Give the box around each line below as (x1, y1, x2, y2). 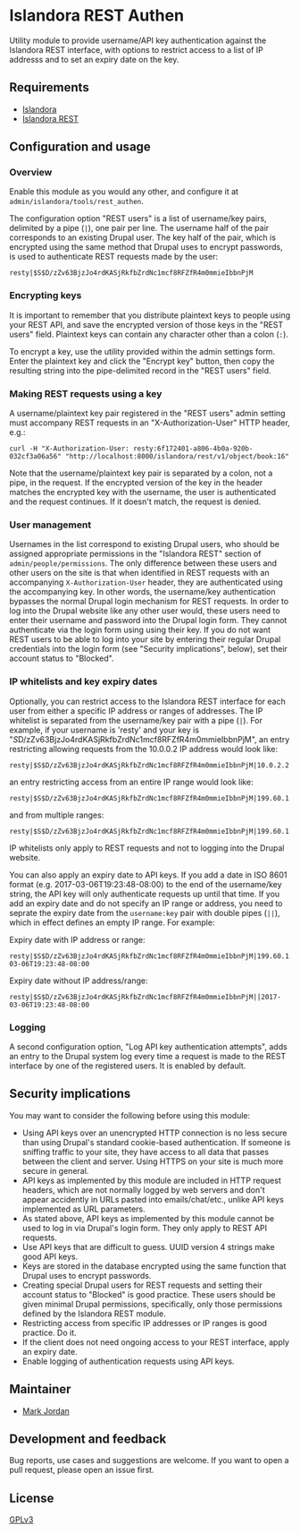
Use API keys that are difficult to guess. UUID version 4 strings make (21, 1241, 275, 1252)
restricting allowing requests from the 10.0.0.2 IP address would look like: (9, 743, 279, 754)
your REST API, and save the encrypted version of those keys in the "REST (9, 319, 284, 330)
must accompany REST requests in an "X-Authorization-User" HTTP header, (9, 417, 290, 428)
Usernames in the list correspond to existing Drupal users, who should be (9, 539, 279, 550)
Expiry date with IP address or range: (9, 934, 146, 945)
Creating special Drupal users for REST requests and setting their (21, 1280, 262, 1290)
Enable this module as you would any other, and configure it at (9, 186, 239, 197)
